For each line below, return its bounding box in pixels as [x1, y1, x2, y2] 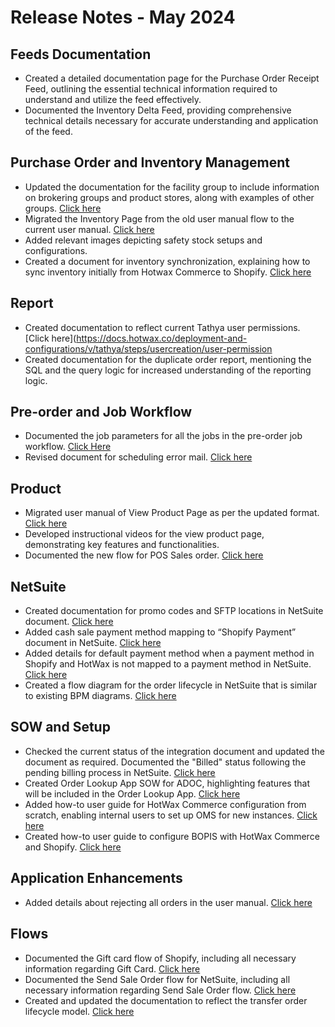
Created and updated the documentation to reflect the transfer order [24, 994, 308, 1006]
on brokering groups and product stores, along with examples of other [24, 191, 315, 203]
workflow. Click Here [24, 441, 112, 453]
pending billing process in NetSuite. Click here [24, 766, 216, 778]
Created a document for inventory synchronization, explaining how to [24, 255, 311, 267]
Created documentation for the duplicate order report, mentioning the [24, 353, 312, 365]
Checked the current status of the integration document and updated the [24, 745, 325, 757]
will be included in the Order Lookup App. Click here [24, 787, 241, 800]
